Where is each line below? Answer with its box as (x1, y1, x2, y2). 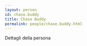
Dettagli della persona (5, 35, 51, 41)
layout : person (5, 7, 37, 12)
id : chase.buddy (5, 12, 39, 17)
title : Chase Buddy (5, 16, 46, 21)
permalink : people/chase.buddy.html (5, 21, 82, 26)
